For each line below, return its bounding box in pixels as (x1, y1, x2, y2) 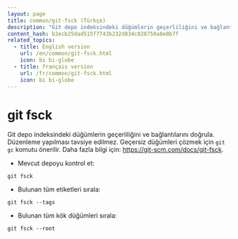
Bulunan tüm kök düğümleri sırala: (17, 211, 118, 220)
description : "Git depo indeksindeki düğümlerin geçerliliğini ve (7, 23, 208, 30)
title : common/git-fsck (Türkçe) (7, 17, 106, 24)
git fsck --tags (7, 199, 55, 206)
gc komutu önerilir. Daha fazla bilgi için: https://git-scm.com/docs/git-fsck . (7, 145, 224, 154)
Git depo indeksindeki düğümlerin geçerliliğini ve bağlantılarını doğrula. (7, 130, 215, 139)
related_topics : (7, 37, 55, 44)
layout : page (7, 10, 46, 18)
